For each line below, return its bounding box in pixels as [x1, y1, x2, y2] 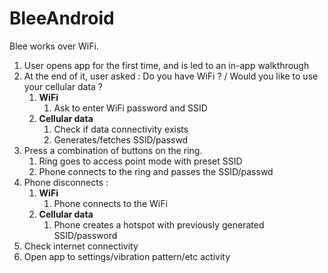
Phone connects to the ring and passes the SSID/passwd [38, 165, 274, 177]
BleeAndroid [9, 7, 115, 30]
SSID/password [53, 229, 118, 241]
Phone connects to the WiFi [53, 197, 168, 209]
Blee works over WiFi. [9, 40, 99, 52]
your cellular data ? [23, 80, 103, 92]
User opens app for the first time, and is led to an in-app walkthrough [23, 59, 310, 71]
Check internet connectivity [23, 240, 139, 252]
